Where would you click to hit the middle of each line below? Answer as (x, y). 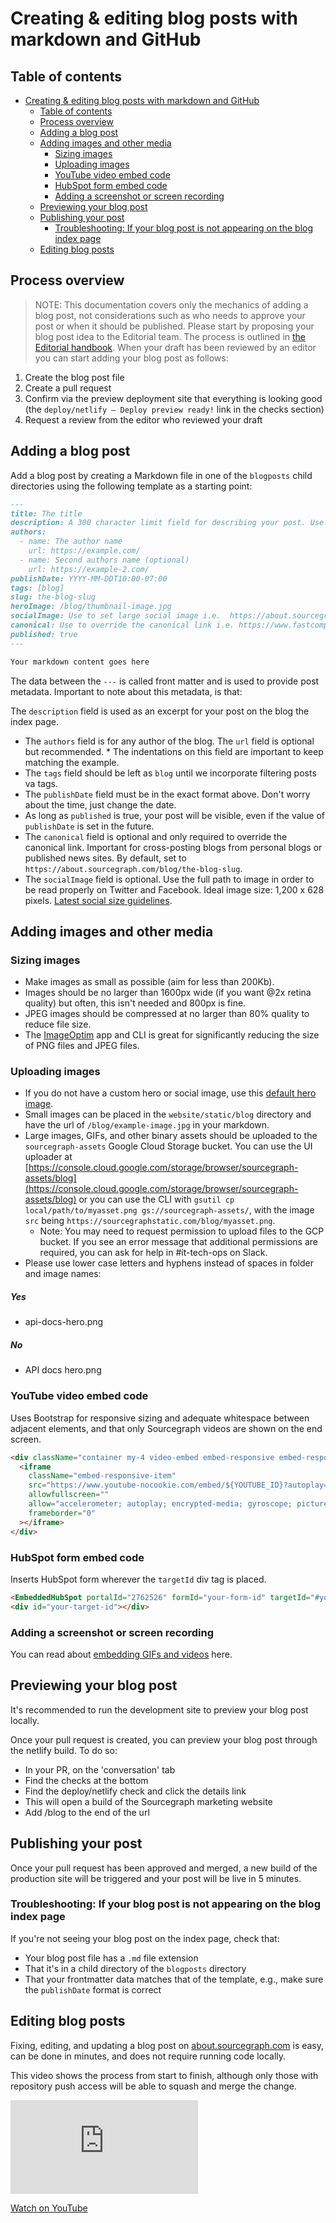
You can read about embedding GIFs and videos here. (121, 1654)
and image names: (63, 1274)
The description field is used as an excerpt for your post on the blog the (160, 711)
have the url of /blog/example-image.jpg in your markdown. (147, 1125)
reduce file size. (58, 1024)
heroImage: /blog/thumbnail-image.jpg (91, 607)
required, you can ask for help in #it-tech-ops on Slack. (153, 1253)
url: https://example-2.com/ (89, 569)
